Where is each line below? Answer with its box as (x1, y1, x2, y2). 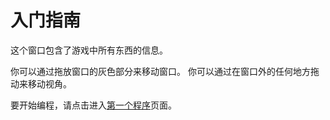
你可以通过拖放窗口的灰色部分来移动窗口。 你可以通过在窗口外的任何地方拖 (10, 65, 320, 77)
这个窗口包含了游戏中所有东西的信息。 (10, 44, 168, 56)
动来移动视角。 (10, 77, 72, 90)
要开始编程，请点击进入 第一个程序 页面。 (10, 99, 177, 111)
